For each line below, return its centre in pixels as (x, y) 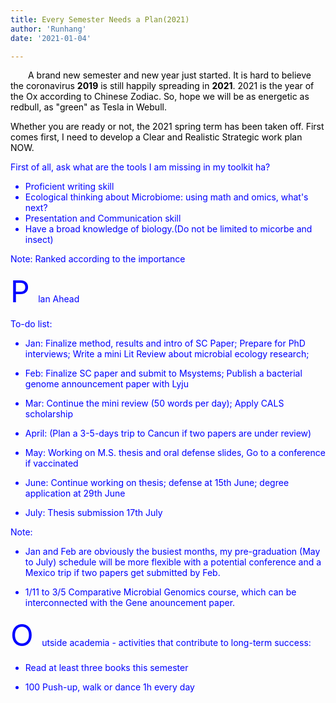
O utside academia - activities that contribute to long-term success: (161, 635)
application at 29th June (75, 493)
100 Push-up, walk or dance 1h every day (109, 687)
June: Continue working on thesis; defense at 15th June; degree (157, 483)
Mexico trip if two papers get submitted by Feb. (122, 573)
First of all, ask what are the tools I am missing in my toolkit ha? (140, 167)
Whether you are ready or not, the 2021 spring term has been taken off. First (167, 127)
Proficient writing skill (69, 187)
